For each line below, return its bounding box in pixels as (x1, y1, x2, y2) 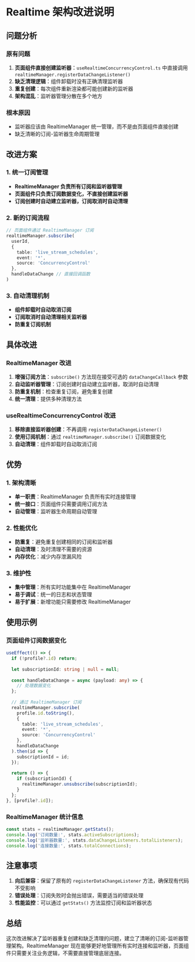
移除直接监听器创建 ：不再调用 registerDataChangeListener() (14, 426, 163, 433)
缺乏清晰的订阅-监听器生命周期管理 (14, 131, 100, 138)
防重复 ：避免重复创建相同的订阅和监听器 (14, 539, 113, 546)
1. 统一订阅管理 (6, 168, 49, 176)
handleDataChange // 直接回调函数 (11, 271, 90, 277)
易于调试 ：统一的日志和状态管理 (14, 591, 92, 598)
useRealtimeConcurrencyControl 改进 (6, 411, 116, 419)
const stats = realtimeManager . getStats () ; (6, 826, 115, 832)
